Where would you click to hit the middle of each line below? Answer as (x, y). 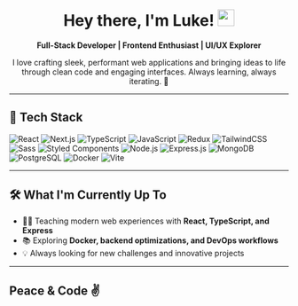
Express (37, 230)
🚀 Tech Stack (46, 118)
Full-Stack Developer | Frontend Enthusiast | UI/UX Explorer (149, 45)
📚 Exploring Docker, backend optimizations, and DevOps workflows (150, 240)
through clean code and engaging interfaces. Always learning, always (149, 72)
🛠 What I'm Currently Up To (88, 195)
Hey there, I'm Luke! (139, 21)
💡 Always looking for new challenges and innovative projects (133, 253)
